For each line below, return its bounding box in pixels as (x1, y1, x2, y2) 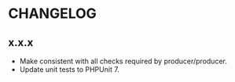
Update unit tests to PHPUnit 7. (19, 65, 119, 74)
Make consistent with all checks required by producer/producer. (19, 56, 228, 66)
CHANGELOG (8, 5, 97, 23)
